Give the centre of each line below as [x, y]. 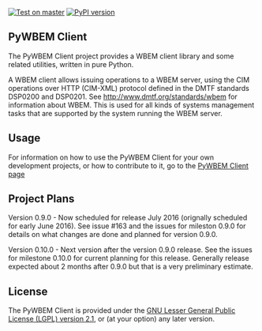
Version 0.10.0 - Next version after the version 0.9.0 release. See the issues [130, 250]
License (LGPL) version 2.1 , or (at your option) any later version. [112, 319]
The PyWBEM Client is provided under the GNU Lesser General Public [122, 310]
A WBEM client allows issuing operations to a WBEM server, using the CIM [129, 80]
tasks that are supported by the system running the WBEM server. [115, 113]
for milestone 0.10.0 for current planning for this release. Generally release [129, 258]
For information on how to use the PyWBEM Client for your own [111, 157]
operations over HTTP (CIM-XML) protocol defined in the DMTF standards [129, 88]
